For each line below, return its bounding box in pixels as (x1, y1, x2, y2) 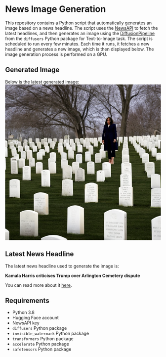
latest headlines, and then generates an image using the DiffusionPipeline (5, 30, 155, 36)
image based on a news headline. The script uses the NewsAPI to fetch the (5, 25, 158, 31)
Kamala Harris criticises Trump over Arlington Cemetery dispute (5, 272, 140, 278)
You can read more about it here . (5, 282, 72, 288)
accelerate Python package (12, 341, 69, 347)
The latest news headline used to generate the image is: (5, 263, 120, 269)
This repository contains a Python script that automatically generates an (5, 20, 152, 26)
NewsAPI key (12, 320, 40, 326)
